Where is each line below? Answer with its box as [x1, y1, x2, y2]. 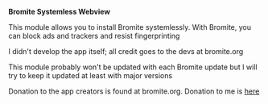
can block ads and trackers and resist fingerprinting [8, 31, 180, 40]
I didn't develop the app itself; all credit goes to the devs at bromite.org [8, 47, 244, 56]
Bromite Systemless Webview [8, 7, 111, 16]
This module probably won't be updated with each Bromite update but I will [8, 62, 258, 72]
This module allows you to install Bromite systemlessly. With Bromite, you [8, 23, 252, 31]
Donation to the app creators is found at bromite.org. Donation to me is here [8, 86, 260, 96]
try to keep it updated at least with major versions [8, 71, 173, 80]
